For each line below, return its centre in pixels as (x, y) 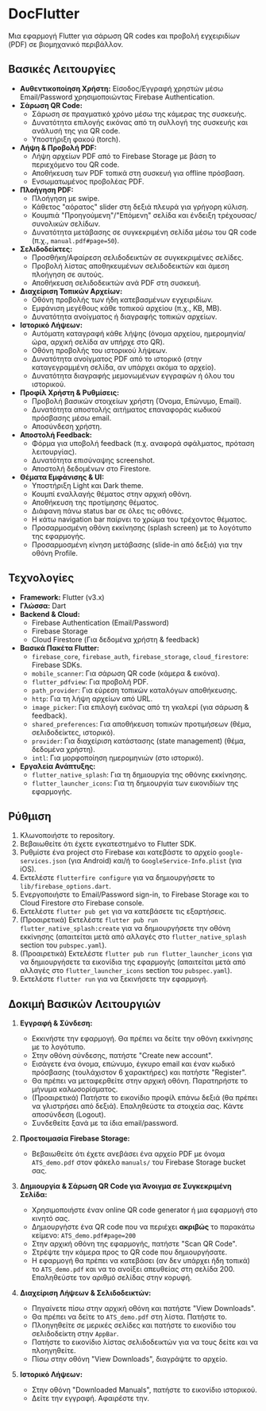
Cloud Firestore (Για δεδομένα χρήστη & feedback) (116, 639)
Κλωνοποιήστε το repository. (67, 835)
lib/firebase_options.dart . (65, 886)
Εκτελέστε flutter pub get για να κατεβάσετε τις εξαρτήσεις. (123, 912)
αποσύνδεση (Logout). (69, 1114)
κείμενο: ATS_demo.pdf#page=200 (84, 1235)
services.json (43, 862)
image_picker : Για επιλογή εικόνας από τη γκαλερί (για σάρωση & (140, 707)
